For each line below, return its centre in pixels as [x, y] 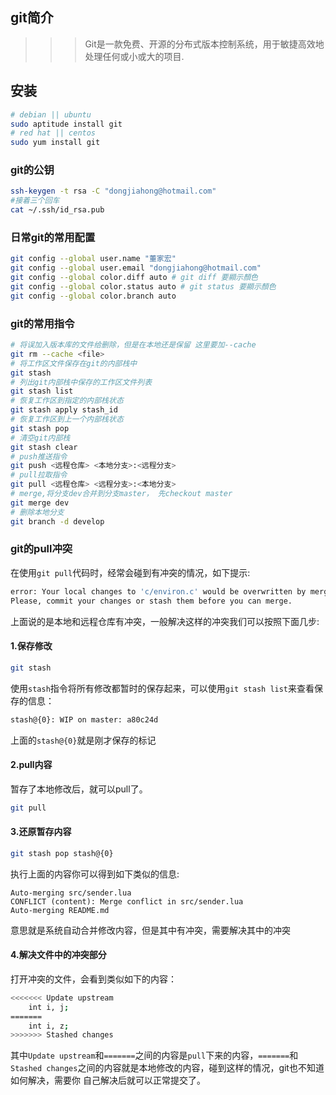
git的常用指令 [42, 323]
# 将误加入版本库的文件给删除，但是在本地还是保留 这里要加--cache [133, 345]
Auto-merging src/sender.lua [71, 893]
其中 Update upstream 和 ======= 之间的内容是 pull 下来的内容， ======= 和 [154, 1055]
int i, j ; [49, 1007]
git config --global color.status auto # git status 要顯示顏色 [143, 286]
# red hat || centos [53, 133]
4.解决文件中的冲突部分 [58, 955]
